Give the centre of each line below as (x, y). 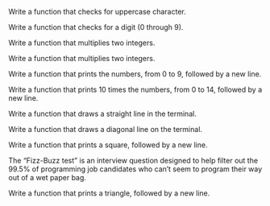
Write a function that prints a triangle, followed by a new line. (109, 193)
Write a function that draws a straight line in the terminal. (103, 113)
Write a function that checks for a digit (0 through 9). (96, 27)
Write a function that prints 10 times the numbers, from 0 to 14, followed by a (135, 89)
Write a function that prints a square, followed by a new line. (108, 145)
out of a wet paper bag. (48, 177)
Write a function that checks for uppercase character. (98, 12)
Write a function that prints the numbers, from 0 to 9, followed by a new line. (135, 74)
